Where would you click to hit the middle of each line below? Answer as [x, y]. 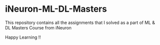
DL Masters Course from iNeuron [38, 27]
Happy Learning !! [23, 37]
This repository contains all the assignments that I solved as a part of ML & [80, 22]
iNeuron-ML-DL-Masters [56, 9]
